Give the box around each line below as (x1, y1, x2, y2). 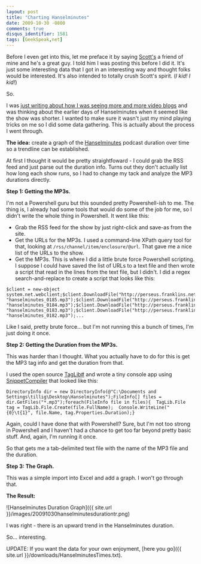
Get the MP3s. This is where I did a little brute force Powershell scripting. (14, 256, 195, 263)
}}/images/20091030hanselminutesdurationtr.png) (6, 511, 130, 517)
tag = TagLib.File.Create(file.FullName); (6, 404, 114, 410)
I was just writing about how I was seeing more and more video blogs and (6, 102, 188, 109)
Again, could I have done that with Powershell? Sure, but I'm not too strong (6, 421, 190, 427)
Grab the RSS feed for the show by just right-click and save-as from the (14, 224, 192, 231)
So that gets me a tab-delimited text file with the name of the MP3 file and (6, 445, 188, 452)
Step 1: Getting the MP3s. (6, 188, 71, 195)
